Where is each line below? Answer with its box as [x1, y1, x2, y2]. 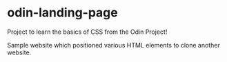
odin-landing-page [7, 5, 119, 21]
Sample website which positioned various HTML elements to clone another [7, 41, 221, 49]
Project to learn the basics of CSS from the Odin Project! [7, 28, 168, 36]
